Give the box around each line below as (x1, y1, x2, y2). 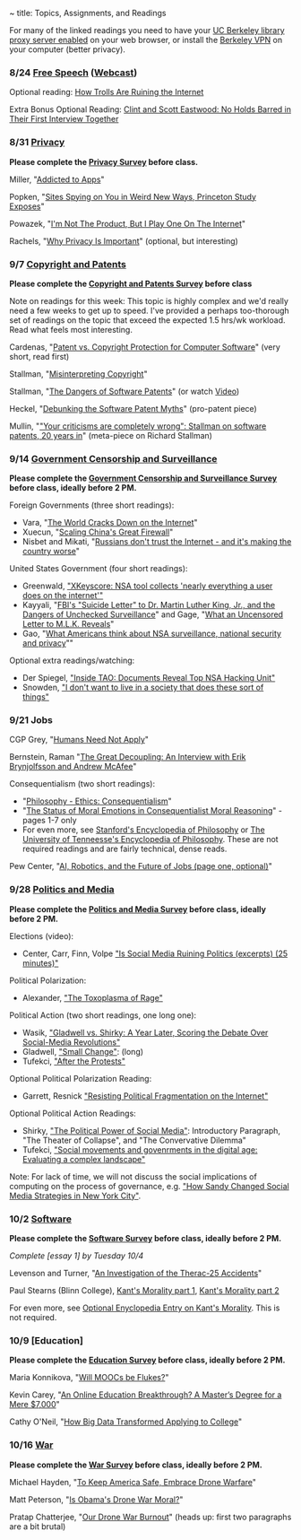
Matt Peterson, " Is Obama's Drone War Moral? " (9, 1493, 184, 1505)
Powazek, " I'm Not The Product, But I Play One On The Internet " (9, 218, 246, 229)
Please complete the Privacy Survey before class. (9, 156, 199, 167)
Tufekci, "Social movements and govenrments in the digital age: (21, 1144, 258, 1155)
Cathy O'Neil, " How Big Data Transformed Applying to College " (9, 1416, 243, 1427)
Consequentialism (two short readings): (9, 779, 155, 789)
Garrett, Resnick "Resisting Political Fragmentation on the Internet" (21, 1090, 269, 1101)
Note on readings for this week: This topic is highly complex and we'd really (9, 295, 289, 306)
